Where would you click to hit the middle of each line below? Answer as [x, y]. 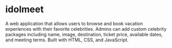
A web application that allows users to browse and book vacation [74, 23]
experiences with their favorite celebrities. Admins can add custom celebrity [86, 29]
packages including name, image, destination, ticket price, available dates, [84, 34]
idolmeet [25, 9]
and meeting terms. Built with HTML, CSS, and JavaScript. [67, 40]
